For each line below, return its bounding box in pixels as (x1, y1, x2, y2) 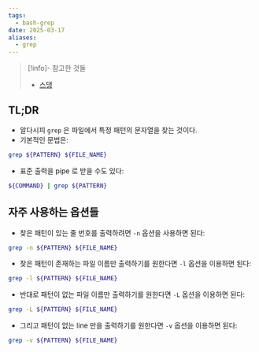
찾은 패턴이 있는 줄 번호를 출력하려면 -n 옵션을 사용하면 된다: (19, 228, 205, 237)
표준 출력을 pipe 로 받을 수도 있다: (19, 166, 124, 176)
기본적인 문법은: (19, 135, 68, 144)
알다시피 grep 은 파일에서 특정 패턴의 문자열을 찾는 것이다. (19, 125, 198, 135)
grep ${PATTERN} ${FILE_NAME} (8, 150, 108, 158)
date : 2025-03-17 (8, 26, 65, 34)
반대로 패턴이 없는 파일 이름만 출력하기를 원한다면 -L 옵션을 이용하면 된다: (19, 290, 246, 299)
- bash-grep (15, 19, 55, 27)
